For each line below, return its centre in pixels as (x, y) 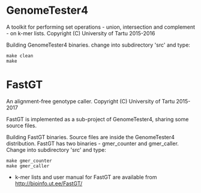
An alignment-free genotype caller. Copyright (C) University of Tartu (91, 101)
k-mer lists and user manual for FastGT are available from (86, 177)
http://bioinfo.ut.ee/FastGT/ (49, 183)
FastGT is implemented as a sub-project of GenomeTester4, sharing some (97, 119)
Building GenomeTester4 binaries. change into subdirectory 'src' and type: (98, 45)
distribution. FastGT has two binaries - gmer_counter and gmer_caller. (92, 143)
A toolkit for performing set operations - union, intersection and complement (101, 27)
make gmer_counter (29, 161)
